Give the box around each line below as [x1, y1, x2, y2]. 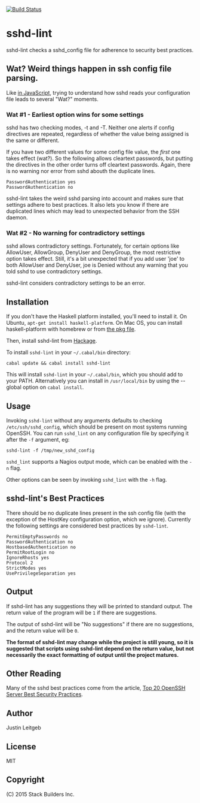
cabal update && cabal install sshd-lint [6, 360, 111, 367]
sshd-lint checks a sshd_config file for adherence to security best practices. [6, 46, 194, 53]
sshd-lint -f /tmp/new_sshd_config [6, 447, 95, 454]
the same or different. [6, 137, 60, 144]
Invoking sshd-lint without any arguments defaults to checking [6, 416, 162, 424]
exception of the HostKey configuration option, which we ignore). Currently [6, 515, 191, 523]
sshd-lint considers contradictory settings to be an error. [6, 279, 146, 287]
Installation [6, 297, 49, 307]
